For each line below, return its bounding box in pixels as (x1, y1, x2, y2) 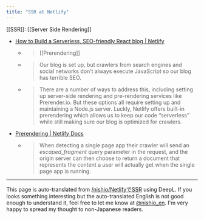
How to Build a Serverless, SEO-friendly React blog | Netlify (15, 37, 165, 44)
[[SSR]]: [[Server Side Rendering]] (6, 26, 92, 33)
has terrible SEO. (39, 74, 82, 81)
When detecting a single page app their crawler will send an (39, 141, 190, 149)
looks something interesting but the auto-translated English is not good (6, 192, 184, 200)
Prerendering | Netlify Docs (15, 130, 84, 137)
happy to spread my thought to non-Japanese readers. (6, 205, 144, 213)
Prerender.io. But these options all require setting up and (39, 99, 181, 106)
